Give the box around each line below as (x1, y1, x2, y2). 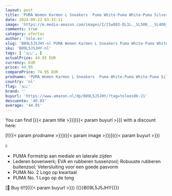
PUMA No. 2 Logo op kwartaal (12, 169, 77, 175)
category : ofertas (5, 31, 45, 36)
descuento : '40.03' (5, 98, 47, 103)
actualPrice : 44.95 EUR (5, 55, 56, 61)
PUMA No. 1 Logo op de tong (12, 175, 74, 181)
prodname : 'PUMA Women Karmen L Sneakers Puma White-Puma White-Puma (5, 74, 159, 80)
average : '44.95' (5, 103, 42, 108)
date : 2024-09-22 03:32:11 (5, 17, 63, 22)
